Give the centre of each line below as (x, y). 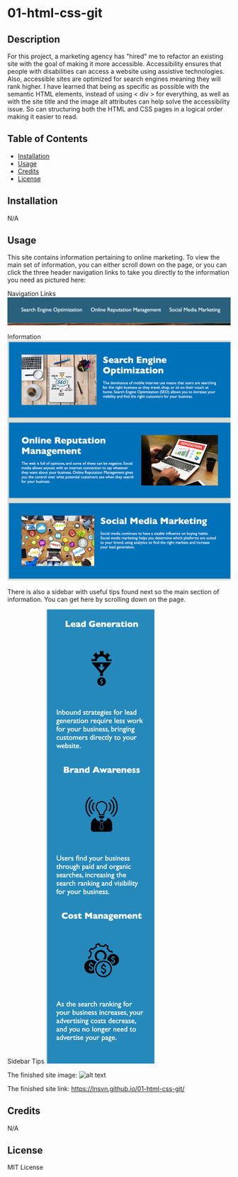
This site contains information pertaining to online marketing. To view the (114, 258)
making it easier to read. (42, 116)
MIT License (25, 1167)
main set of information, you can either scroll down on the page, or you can (117, 265)
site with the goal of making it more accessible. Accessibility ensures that (114, 64)
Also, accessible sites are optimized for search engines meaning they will (114, 79)
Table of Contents (48, 139)
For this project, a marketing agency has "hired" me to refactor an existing (115, 56)
